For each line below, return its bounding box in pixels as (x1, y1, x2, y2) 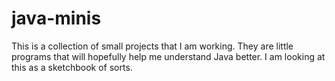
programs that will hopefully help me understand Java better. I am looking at (11, 50, 326, 62)
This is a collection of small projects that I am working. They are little (11, 40, 294, 52)
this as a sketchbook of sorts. (11, 61, 133, 73)
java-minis (11, 7, 102, 30)
